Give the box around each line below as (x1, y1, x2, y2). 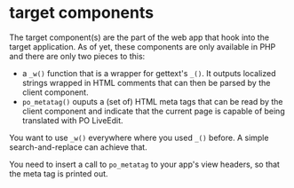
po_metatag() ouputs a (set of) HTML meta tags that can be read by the (21, 96, 283, 106)
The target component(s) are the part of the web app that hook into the (9, 32, 269, 43)
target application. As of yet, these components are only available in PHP (9, 41, 276, 51)
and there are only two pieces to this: (9, 51, 146, 61)
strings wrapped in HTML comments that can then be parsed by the (21, 77, 271, 88)
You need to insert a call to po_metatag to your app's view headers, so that (9, 159, 280, 169)
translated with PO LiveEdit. (21, 114, 123, 126)
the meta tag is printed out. (9, 168, 108, 179)
